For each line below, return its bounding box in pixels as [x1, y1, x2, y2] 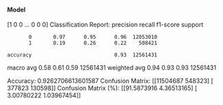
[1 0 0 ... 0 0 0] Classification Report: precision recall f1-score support [7, 20, 204, 29]
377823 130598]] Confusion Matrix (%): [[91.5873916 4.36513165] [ [7, 84, 198, 92]
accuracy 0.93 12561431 [7, 52, 157, 59]
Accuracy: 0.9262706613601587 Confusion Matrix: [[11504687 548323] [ [7, 77, 213, 85]
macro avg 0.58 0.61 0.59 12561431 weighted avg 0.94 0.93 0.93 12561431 [7, 63, 217, 72]
